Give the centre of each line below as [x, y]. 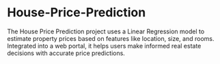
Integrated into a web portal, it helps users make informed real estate [104, 46]
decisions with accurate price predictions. [66, 53]
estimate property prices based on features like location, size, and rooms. [111, 38]
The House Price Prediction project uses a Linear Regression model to [106, 31]
